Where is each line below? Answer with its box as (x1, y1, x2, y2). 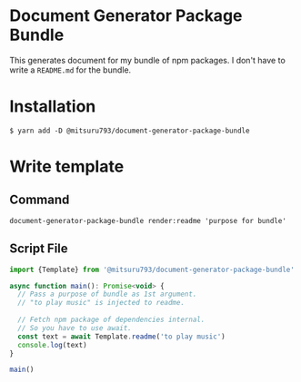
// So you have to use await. (17, 323, 132, 332)
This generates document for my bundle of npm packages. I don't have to (9, 54, 286, 65)
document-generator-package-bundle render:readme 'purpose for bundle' (9, 216, 286, 225)
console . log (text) (17, 340, 88, 349)
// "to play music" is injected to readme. (17, 299, 185, 308)
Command (9, 192, 70, 208)
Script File (9, 241, 68, 257)
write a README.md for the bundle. (9, 64, 132, 75)
